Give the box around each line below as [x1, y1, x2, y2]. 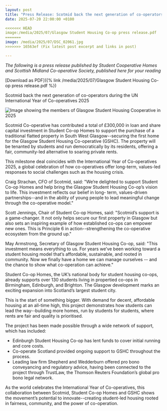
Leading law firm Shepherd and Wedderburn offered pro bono [12, 359, 140, 365]
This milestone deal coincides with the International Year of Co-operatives [5, 158, 157, 164]
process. [12, 353, 31, 360]
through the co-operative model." [5, 200, 74, 206]
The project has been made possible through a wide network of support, [5, 323, 154, 329]
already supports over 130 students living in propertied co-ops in [5, 277, 138, 283]
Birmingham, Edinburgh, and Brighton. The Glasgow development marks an [5, 282, 160, 288]
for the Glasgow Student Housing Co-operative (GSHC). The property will [5, 138, 156, 144]
